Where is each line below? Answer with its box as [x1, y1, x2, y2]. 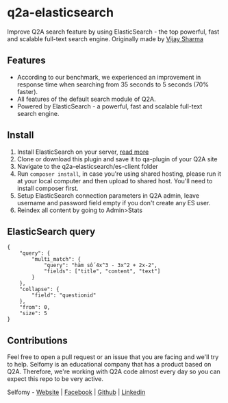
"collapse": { [19, 286, 60, 293]
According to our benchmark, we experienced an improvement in [16, 73, 201, 81]
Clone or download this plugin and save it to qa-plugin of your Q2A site [16, 154, 218, 163]
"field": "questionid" [31, 292, 97, 299]
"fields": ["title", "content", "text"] [43, 268, 161, 275]
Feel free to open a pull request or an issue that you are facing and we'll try [7, 353, 219, 361]
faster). [16, 87, 38, 95]
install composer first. [16, 184, 79, 192]
